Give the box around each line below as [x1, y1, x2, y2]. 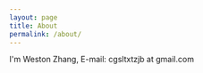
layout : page [9, 12, 58, 22]
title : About [9, 21, 58, 30]
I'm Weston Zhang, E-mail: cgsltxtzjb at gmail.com [9, 54, 195, 65]
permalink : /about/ [9, 29, 82, 38]
